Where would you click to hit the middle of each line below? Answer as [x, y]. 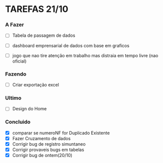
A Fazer [15, 25]
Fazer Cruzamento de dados [41, 138]
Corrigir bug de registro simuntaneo [49, 144]
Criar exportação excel [36, 84]
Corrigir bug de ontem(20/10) [42, 155]
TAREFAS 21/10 [37, 9]
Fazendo [16, 74]
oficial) [19, 61]
